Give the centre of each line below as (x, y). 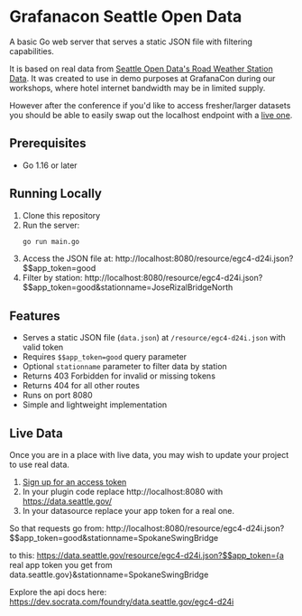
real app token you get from (61, 565)
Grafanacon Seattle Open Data (126, 17)
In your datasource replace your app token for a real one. (128, 511)
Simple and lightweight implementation (95, 405)
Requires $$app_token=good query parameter (105, 357)
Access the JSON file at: (68, 258)
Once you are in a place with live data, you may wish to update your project (149, 455)
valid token (43, 347)
